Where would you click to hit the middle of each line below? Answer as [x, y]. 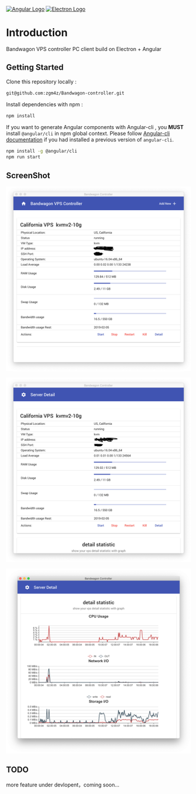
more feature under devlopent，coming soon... [63, 785]
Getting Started [35, 67]
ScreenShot [28, 175]
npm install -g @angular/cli [42, 151]
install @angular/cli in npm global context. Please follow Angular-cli [88, 133]
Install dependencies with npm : [45, 104]
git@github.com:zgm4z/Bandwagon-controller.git [65, 93]
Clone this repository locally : [41, 82]
